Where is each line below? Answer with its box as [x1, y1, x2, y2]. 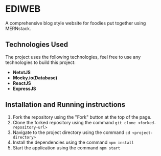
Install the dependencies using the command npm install [12, 139, 134, 145]
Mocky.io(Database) [12, 75, 58, 81]
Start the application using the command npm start [12, 144, 121, 151]
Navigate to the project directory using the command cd [12, 129, 130, 136]
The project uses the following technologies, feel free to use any [5, 54, 141, 60]
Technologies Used [5, 40, 68, 49]
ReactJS [12, 80, 32, 86]
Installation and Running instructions [5, 100, 126, 109]
